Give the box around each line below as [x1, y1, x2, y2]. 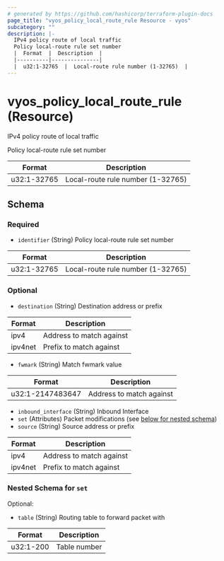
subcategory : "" [7, 23, 55, 30]
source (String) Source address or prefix [17, 422, 135, 430]
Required [7, 219, 40, 229]
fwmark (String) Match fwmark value [17, 360, 122, 369]
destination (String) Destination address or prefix [17, 301, 163, 310]
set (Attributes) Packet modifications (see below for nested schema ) [17, 415, 218, 423]
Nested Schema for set [7, 483, 88, 493]
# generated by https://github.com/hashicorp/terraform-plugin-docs [7, 10, 213, 18]
